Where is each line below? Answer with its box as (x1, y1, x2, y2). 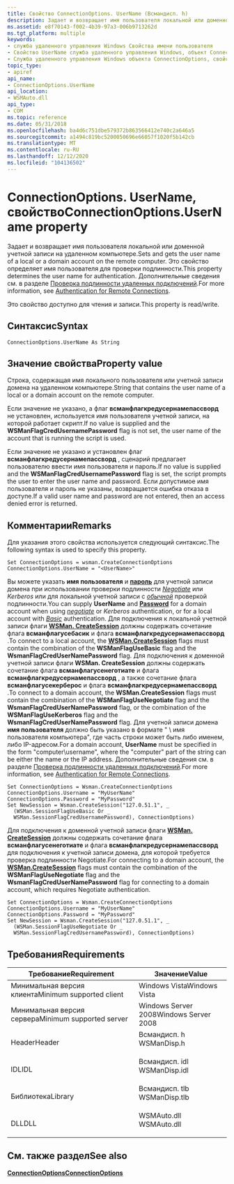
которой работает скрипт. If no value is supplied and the (7, 419, 171, 427)
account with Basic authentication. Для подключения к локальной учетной (7, 614, 227, 623)
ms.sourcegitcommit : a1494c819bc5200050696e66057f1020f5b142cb (7, 133, 195, 140)
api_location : (7, 88, 49, 95)
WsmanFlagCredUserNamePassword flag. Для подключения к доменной (7, 651, 225, 660)
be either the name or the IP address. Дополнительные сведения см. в (7, 755, 214, 764)
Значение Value (154, 969, 208, 978)
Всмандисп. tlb (138, 1084, 189, 1093)
